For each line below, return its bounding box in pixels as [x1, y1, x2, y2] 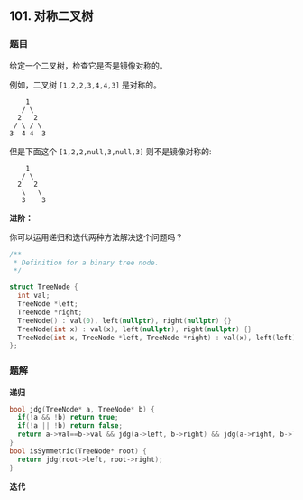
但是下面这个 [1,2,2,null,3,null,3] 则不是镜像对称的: [9, 145, 212, 156]
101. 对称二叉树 [9, 8, 94, 24]
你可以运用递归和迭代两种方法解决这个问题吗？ [9, 231, 183, 242]
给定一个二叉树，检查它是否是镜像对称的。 [9, 60, 168, 70]
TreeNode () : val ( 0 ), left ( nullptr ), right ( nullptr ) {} [17, 316, 232, 325]
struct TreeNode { [9, 282, 78, 292]
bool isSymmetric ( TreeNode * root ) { [9, 446, 147, 456]
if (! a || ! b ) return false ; [17, 421, 124, 431]
